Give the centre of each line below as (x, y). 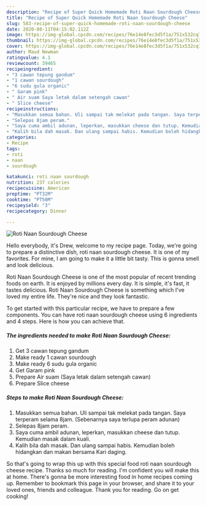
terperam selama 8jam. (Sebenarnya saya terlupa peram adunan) (97, 420)
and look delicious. (30, 265)
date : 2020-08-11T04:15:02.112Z (48, 29)
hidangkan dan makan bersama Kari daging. (71, 452)
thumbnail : (20, 40)
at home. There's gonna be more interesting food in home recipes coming (100, 477)
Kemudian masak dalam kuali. (53, 439)
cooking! (17, 496)
